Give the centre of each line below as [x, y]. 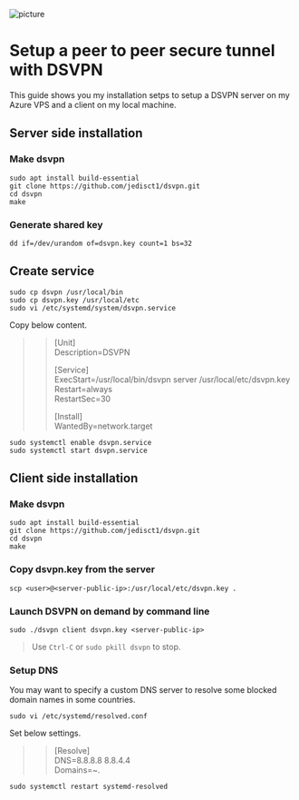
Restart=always [83, 389]
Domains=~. [77, 770]
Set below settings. [45, 733]
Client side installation [74, 478]
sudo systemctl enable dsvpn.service [81, 442]
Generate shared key [56, 224]
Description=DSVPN [92, 352]
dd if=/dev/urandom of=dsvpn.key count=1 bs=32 [101, 243]
